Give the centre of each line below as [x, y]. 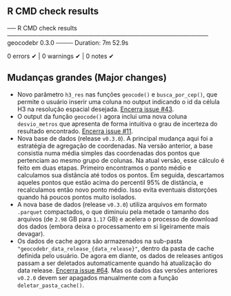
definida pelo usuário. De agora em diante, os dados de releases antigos [120, 255]
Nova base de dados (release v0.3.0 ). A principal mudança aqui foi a [115, 138]
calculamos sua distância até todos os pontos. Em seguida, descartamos [121, 175]
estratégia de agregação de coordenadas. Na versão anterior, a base [115, 146]
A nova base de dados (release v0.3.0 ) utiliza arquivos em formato [112, 204]
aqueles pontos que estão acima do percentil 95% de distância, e [110, 182]
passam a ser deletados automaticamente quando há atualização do [114, 263]
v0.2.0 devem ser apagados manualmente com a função [98, 277]
